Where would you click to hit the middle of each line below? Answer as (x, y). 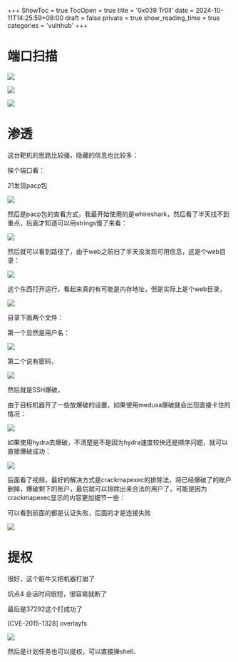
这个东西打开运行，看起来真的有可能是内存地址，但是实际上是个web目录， (117, 289)
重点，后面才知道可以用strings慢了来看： (68, 223)
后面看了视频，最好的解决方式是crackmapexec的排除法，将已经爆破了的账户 (119, 479)
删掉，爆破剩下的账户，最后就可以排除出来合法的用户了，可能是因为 (107, 489)
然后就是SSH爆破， (36, 389)
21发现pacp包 (27, 185)
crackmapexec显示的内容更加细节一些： (67, 497)
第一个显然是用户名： (38, 332)
